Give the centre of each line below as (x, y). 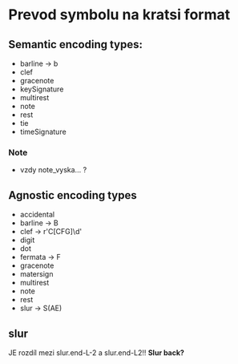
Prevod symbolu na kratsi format (119, 15)
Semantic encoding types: (75, 44)
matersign (36, 274)
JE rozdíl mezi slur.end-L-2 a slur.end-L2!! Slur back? (96, 352)
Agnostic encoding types (73, 195)
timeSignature (43, 131)
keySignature (42, 89)
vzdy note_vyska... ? (53, 170)
